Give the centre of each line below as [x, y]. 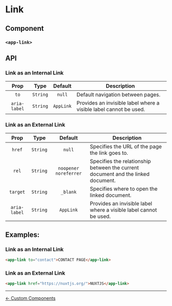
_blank [69, 192]
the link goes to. [109, 153]
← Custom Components [30, 298]
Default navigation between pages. [119, 95]
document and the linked [120, 174]
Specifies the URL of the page [126, 147]
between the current [114, 168]
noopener [69, 168]
